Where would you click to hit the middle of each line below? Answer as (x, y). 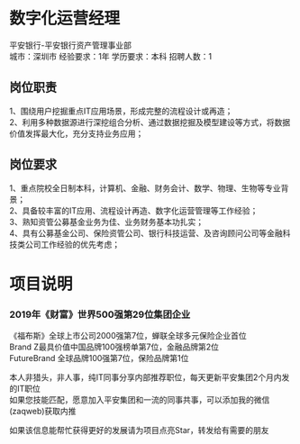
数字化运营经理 (65, 18)
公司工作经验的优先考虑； (72, 244)
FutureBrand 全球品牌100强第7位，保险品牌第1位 (99, 358)
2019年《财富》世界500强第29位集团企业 (100, 314)
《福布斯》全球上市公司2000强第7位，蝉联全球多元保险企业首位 (128, 336)
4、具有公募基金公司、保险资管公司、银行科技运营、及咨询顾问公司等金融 (146, 233)
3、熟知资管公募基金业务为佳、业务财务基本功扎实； (107, 222)
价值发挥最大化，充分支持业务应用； (77, 133)
